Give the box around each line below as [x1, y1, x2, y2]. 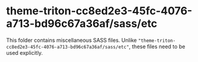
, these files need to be [129, 43, 185, 50]
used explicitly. [6, 49, 43, 56]
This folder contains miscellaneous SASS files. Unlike [6, 36, 137, 44]
